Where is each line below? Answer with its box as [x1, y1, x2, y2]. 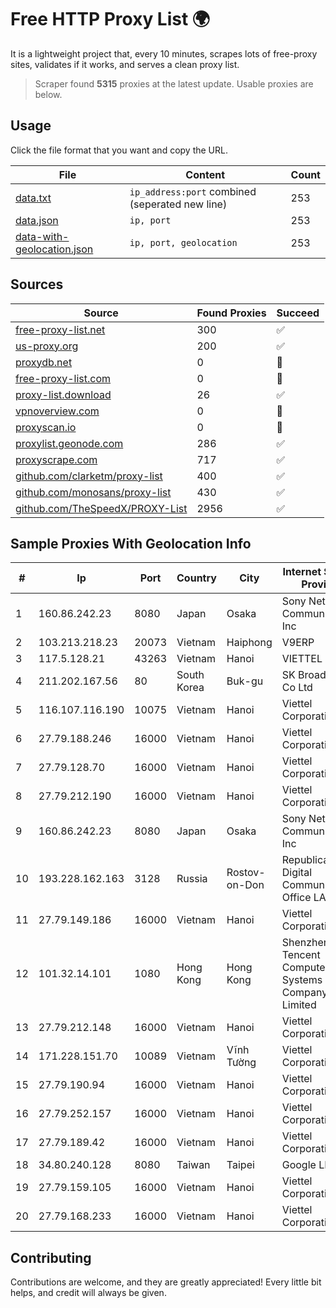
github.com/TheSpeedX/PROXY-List [15, 501, 188, 515]
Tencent [281, 948, 321, 962]
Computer [281, 961, 330, 975]
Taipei [226, 1158, 255, 1172]
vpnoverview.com [15, 404, 100, 418]
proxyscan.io [15, 420, 77, 434]
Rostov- [226, 866, 266, 880]
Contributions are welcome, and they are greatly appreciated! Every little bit [10, 1276, 322, 1288]
